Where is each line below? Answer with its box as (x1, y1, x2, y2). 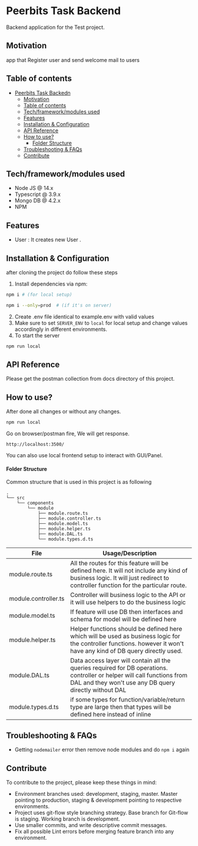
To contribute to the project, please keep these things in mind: (6, 779, 157, 786)
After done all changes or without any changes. (6, 408, 121, 415)
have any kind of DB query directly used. (70, 647, 183, 655)
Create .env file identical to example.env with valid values (14, 313, 154, 320)
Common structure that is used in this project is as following (6, 478, 152, 486)
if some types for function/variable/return (70, 696, 185, 704)
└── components (16, 500, 54, 506)
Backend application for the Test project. (6, 24, 105, 31)
